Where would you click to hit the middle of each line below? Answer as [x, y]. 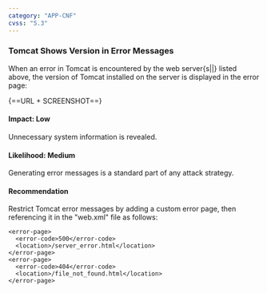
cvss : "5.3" [28, 23]
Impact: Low [29, 119]
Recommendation [38, 191]
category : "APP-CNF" [43, 16]
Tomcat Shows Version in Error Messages [91, 51]
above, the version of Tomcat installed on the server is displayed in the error [134, 77]
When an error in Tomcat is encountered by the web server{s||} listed [123, 68]
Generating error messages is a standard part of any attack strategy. [121, 173]
